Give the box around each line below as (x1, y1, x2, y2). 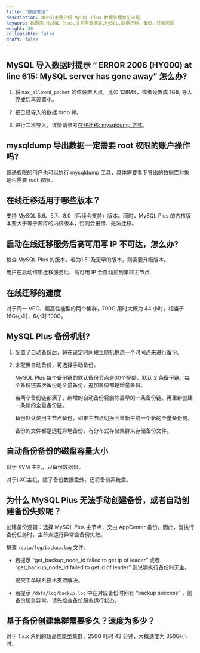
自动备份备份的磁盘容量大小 (6, 446, 109, 456)
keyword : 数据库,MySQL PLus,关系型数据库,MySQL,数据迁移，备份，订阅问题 (6, 20, 175, 26)
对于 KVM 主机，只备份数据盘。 (6, 463, 84, 470)
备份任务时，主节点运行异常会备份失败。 (6, 530, 106, 538)
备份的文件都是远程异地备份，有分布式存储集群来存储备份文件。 (14, 427, 172, 434)
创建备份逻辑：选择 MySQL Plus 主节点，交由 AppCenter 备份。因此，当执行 (6, 523, 195, 530)
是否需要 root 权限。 (6, 176, 56, 183)
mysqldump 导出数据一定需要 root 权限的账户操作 (6, 141, 190, 151)
